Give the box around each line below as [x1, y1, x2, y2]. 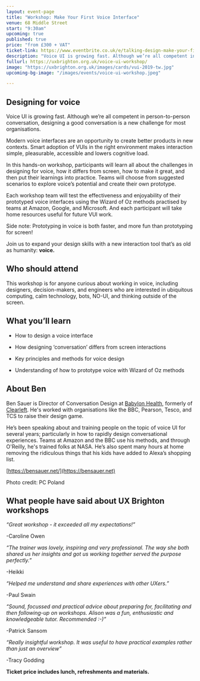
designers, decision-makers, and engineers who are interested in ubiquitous [6, 286, 193, 293]
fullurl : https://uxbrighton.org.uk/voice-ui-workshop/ [6, 58, 148, 64]
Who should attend [6, 264, 79, 274]
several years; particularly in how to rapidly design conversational [6, 430, 168, 437]
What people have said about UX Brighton [6, 496, 165, 506]
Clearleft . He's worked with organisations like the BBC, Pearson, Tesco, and [6, 406, 192, 413]
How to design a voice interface [14, 332, 93, 339]
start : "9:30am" [6, 25, 46, 32]
